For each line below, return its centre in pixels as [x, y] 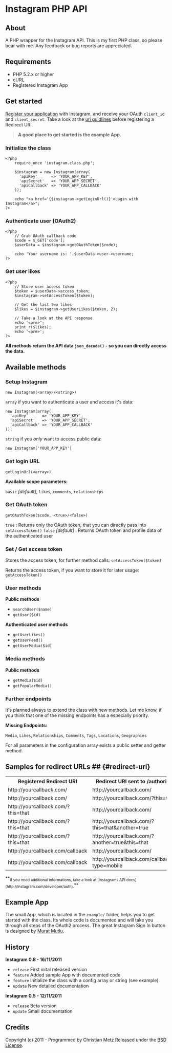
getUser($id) [27, 615]
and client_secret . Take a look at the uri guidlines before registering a [80, 119]
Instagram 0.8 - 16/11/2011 [34, 959]
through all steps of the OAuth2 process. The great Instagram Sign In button [85, 926]
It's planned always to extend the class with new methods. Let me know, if [84, 710]
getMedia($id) [28, 680]
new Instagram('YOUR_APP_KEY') [39, 448]
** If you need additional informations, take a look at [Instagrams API [65, 879]
